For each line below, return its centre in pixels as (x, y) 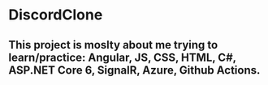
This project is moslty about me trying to (113, 45)
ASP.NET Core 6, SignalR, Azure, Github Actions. (134, 70)
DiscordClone (56, 15)
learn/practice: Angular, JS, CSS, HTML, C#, (123, 57)
